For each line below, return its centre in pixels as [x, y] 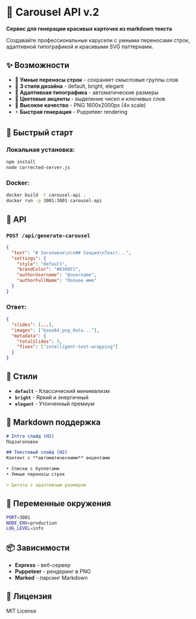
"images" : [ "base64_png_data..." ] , [56, 330]
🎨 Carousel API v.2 [53, 12]
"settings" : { [29, 258]
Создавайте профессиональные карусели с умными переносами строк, [98, 40]
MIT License [21, 611]
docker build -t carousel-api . [46, 195]
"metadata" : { [29, 336]
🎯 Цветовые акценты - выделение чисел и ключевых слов [90, 98]
